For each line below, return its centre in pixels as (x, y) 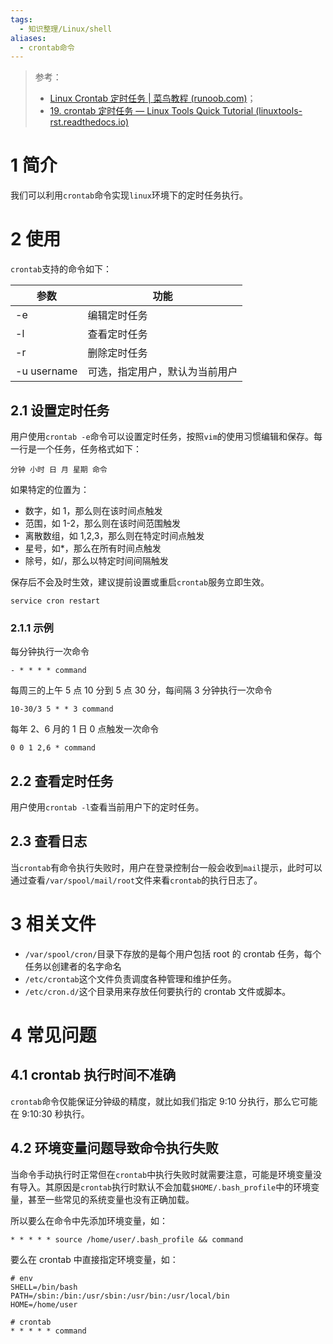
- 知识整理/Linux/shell (66, 29)
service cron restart (55, 601)
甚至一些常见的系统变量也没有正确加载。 (111, 1199)
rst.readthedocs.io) (89, 122)
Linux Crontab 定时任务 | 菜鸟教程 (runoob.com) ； (153, 98)
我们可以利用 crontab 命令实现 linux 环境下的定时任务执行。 (129, 195)
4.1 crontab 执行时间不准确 (93, 1075)
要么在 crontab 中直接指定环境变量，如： (94, 1259)
